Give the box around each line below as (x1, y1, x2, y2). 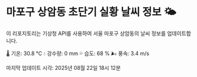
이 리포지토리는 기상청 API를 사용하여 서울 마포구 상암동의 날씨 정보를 (6, 30, 166, 37)
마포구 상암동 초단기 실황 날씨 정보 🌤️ (6, 5, 176, 19)
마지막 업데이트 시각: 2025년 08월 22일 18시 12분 (6, 64, 121, 71)
